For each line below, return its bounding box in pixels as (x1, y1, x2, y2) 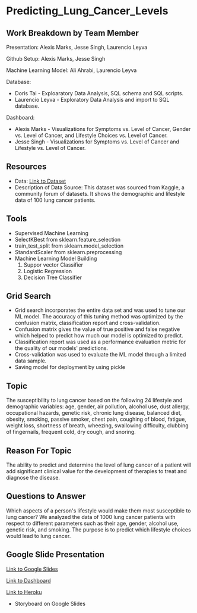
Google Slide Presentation (6, 549, 105, 560)
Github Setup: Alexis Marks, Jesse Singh (6, 55, 106, 62)
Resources (6, 162, 47, 172)
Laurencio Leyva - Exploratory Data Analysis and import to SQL (14, 96, 170, 103)
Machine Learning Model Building (14, 255, 97, 262)
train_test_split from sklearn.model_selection (14, 242, 123, 249)
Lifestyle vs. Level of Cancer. (14, 145, 86, 151)
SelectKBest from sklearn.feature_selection (14, 236, 121, 243)
